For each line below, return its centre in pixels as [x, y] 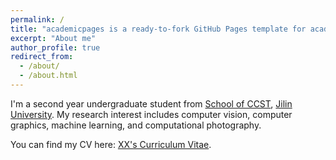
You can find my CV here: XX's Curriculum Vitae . [111, 144]
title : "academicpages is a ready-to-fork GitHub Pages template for [158, 29]
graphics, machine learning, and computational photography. [136, 125]
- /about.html [48, 76]
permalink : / [37, 19]
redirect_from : [42, 57]
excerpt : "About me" [53, 38]
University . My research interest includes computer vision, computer [151, 114]
